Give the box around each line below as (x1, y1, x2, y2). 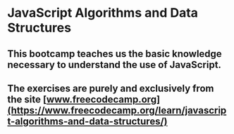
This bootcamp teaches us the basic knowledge (7, 48, 222, 60)
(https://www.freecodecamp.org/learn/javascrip (7, 104, 227, 116)
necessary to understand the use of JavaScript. (7, 58, 222, 71)
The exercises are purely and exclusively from (7, 82, 214, 94)
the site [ (7, 93, 47, 105)
